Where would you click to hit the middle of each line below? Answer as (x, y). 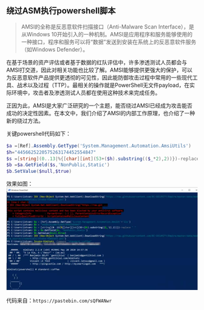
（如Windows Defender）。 (55, 49)
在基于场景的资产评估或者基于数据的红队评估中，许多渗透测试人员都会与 (97, 62)
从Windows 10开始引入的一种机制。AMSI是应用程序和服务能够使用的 (107, 34)
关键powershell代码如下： (39, 133)
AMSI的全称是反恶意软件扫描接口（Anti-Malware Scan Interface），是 (107, 27)
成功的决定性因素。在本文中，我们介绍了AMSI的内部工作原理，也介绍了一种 (101, 113)
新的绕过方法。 (25, 121)
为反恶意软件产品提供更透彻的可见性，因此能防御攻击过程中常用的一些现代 (99, 77)
